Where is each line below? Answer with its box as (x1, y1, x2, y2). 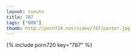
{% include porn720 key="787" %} (6, 42, 93, 49)
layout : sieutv (6, 8, 45, 15)
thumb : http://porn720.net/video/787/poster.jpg (6, 25, 131, 31)
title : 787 (6, 14, 34, 20)
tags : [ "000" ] (6, 20, 42, 26)
